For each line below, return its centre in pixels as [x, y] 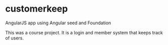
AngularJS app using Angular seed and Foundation [58, 23]
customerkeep [37, 9]
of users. [15, 38]
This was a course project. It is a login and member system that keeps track [84, 32]
